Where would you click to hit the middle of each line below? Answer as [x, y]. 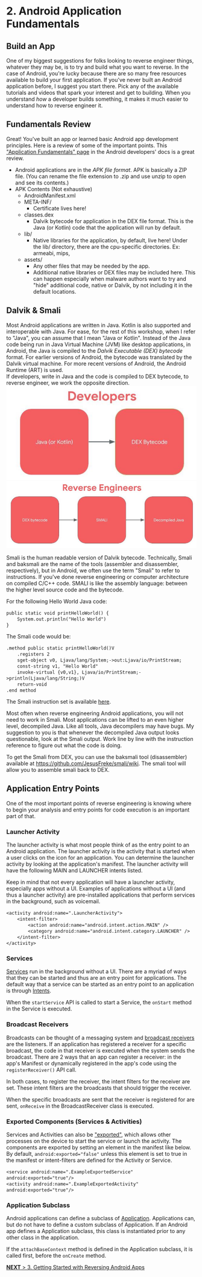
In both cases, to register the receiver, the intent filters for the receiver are [98, 1081]
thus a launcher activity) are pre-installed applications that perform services [101, 895]
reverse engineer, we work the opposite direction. [68, 383]
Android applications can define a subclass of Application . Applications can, [101, 1219]
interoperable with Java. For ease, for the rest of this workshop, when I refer [101, 331]
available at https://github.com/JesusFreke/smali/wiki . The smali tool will [96, 763]
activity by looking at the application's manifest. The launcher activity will [97, 864]
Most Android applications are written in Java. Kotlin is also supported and [99, 325]
